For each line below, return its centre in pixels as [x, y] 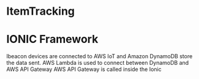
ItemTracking [41, 11]
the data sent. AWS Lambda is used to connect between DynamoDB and [98, 63]
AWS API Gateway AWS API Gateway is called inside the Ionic [84, 69]
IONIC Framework [52, 39]
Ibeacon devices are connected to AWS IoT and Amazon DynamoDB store [99, 56]
